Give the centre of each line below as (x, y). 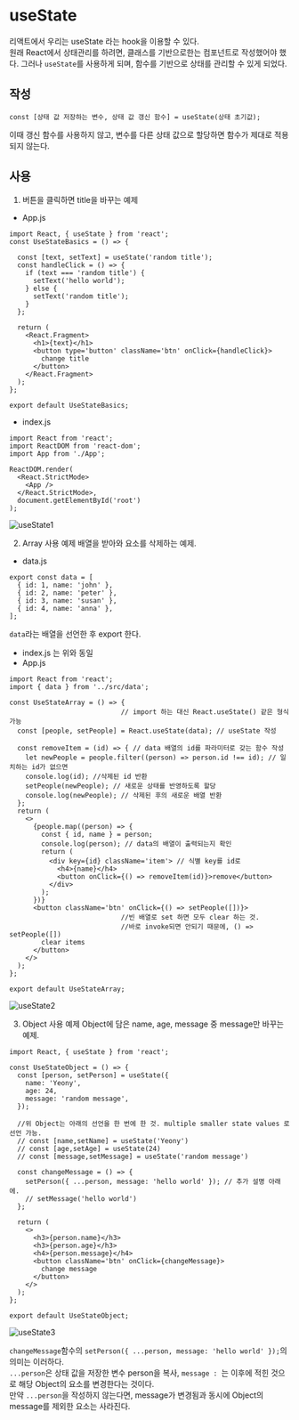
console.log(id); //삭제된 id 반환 (86, 776)
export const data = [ (51, 577)
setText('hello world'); (79, 280)
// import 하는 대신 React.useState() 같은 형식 (205, 712)
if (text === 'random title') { (85, 272)
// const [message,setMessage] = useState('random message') (133, 1156)
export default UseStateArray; (67, 989)
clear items (64, 942)
